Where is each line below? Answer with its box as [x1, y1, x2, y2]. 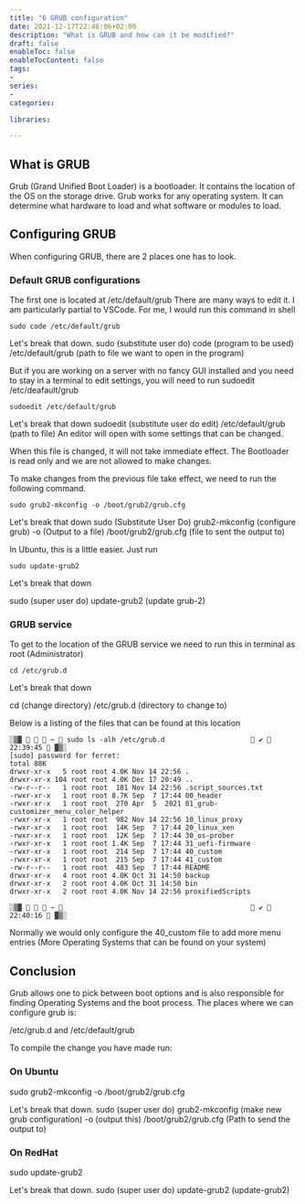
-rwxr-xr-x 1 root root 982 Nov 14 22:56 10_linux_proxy [9, 815, 244, 825]
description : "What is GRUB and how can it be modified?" [9, 30, 235, 39]
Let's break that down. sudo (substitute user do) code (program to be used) [9, 338, 294, 349]
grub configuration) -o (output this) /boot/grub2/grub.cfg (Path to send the [9, 1114, 290, 1125]
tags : [9, 65, 30, 74]
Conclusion [9, 963, 77, 978]
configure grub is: [9, 1007, 77, 1019]
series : [9, 81, 39, 90]
